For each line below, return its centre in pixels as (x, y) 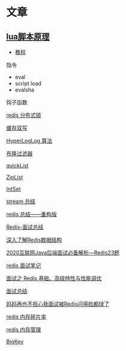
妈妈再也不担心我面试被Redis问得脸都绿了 (58, 304)
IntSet (13, 189)
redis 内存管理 (24, 330)
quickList (17, 166)
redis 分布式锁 (24, 115)
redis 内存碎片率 (26, 317)
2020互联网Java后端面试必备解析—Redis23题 (63, 253)
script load (28, 83)
